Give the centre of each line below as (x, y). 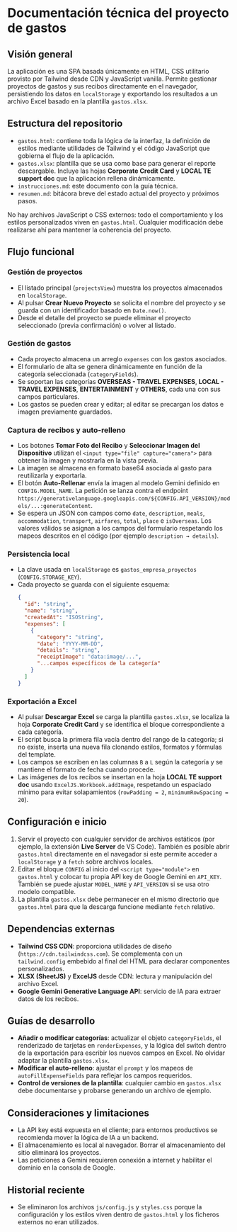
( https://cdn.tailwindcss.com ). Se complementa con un (100, 954)
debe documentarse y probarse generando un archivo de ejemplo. (115, 1091)
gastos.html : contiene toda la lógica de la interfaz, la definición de (114, 140)
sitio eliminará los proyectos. (59, 1153)
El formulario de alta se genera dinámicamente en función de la (110, 366)
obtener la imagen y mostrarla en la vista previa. (88, 460)
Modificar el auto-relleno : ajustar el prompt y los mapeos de (105, 1068)
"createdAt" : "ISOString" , (64, 618)
